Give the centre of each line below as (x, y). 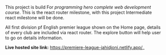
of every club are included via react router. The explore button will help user (83, 32)
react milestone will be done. (35, 18)
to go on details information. (34, 38)
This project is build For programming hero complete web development (78, 7)
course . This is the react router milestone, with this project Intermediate (79, 12)
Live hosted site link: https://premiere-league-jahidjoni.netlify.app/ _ (75, 47)
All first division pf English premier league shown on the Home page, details (83, 27)
